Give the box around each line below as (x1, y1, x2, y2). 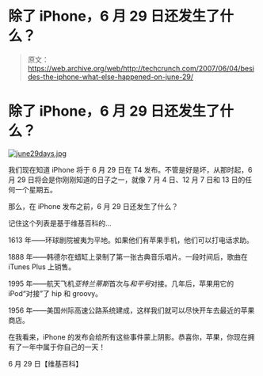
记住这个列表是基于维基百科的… (8, 218, 112, 228)
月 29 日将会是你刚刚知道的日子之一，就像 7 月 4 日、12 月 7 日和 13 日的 (8, 175, 246, 184)
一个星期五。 (14, 184, 57, 194)
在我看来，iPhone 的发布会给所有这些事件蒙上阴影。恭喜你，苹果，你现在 (8, 332, 248, 341)
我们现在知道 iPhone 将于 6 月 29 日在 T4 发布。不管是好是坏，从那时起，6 (8, 165, 253, 174)
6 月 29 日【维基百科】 (8, 359, 83, 368)
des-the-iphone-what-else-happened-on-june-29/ (27, 72, 194, 82)
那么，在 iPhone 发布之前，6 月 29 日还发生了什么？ (8, 201, 179, 211)
